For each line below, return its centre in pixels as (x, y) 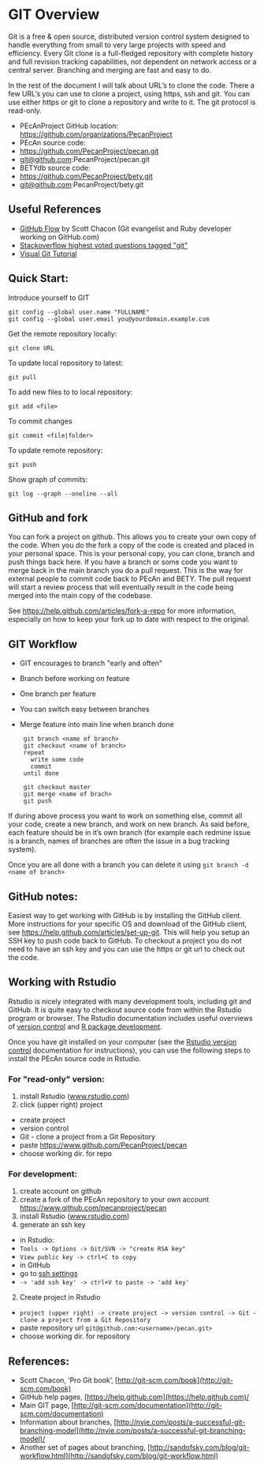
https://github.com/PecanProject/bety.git (86, 176)
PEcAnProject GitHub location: (69, 126)
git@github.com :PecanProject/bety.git (82, 184)
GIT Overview (54, 15)
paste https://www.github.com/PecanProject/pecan (103, 1145)
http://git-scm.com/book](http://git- (175, 1380)
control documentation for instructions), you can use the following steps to (129, 1050)
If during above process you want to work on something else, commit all (125, 816)
